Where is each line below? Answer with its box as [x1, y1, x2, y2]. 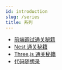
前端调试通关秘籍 [13, 36, 56, 43]
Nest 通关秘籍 [13, 43, 48, 50]
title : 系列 [5, 19, 33, 25]
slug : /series [5, 14, 40, 20]
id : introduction [5, 8, 48, 15]
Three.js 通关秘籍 [13, 51, 56, 58]
